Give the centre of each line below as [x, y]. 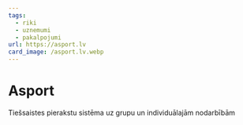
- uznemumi [33, 30]
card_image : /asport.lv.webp [56, 52]
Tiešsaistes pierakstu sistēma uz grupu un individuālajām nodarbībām [121, 112]
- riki [26, 23]
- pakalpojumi [38, 37]
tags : [17, 15]
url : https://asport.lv [47, 45]
